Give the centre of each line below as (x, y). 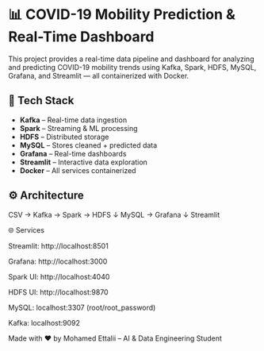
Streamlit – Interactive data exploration (84, 162)
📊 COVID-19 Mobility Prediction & (122, 15)
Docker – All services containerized (78, 170)
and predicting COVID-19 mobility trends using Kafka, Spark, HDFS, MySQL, (132, 67)
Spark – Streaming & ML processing (78, 128)
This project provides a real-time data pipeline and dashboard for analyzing (131, 59)
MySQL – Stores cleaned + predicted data (88, 145)
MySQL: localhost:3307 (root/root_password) (82, 307)
